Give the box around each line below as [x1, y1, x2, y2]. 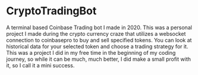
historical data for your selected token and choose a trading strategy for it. [6, 43, 188, 50]
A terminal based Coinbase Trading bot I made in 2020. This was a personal [6, 24, 192, 31]
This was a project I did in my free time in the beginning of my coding [6, 49, 176, 56]
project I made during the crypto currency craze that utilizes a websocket [6, 30, 186, 37]
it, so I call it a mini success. [6, 61, 75, 69]
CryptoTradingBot [6, 4, 97, 18]
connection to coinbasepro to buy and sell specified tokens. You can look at [6, 36, 192, 43]
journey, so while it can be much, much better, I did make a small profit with [6, 55, 191, 62]
